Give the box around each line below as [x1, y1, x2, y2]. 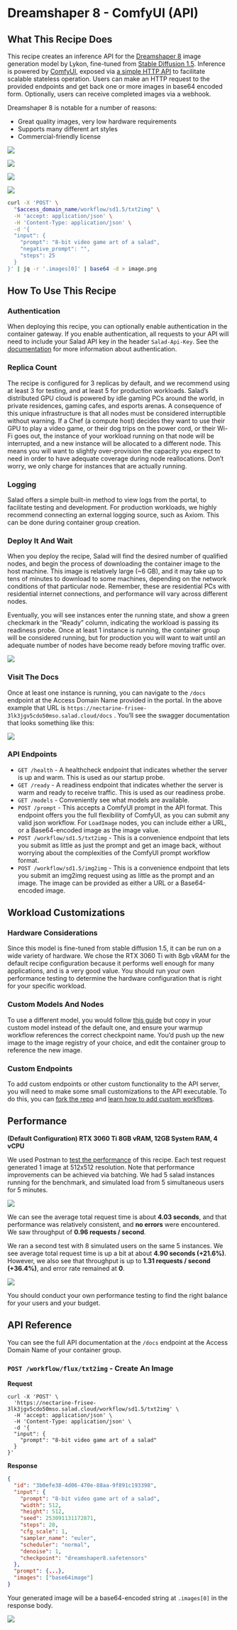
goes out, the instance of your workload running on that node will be [13, 431, 214, 440]
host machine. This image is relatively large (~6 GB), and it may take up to [7, 567, 224, 576]
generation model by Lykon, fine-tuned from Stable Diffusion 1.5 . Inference [7, 60, 226, 68]
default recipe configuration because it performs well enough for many [7, 959, 215, 968]
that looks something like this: [7, 718, 94, 727]
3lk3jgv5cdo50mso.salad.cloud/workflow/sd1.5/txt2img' [7, 1406, 173, 1413]
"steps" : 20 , [20, 1521, 59, 1529]
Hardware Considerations [7, 928, 98, 938]
